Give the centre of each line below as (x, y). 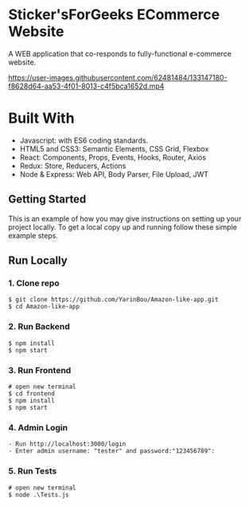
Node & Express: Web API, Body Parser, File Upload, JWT (114, 174)
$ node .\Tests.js (39, 495)
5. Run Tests (33, 471)
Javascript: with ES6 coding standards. (84, 140)
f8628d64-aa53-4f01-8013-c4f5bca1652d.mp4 (86, 86)
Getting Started (47, 200)
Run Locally (38, 261)
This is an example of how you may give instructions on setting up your (125, 218)
